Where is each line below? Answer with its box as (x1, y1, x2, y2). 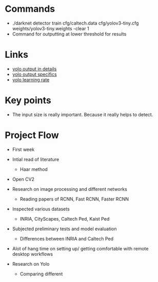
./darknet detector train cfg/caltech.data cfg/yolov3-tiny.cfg (12, 20, 139, 26)
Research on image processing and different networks (12, 186, 128, 192)
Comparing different (19, 271, 63, 277)
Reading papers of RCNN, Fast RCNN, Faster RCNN (19, 196, 129, 202)
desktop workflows (12, 251, 53, 257)
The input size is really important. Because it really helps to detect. (12, 111, 153, 118)
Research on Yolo (12, 261, 50, 267)
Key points (5, 95, 52, 106)
